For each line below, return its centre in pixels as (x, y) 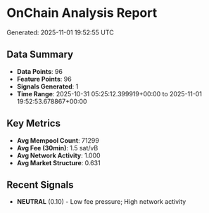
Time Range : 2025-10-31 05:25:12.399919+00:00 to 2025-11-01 (109, 93)
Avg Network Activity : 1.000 (58, 155)
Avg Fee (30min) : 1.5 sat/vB (57, 148)
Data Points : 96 (39, 71)
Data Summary (40, 54)
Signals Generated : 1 (47, 86)
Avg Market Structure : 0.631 (58, 162)
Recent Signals (40, 185)
